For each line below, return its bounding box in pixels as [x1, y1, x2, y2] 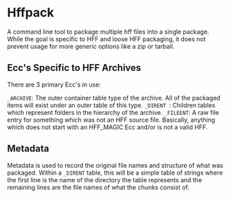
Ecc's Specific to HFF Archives [7, 62, 141, 74]
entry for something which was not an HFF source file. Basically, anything [7, 115, 216, 124]
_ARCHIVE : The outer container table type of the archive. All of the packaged [7, 93, 221, 102]
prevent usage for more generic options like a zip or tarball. [7, 42, 175, 50]
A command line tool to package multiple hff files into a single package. [7, 27, 209, 36]
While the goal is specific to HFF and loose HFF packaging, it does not [7, 34, 206, 43]
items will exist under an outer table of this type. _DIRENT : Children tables [7, 101, 216, 109]
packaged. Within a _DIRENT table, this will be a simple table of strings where [7, 168, 223, 177]
